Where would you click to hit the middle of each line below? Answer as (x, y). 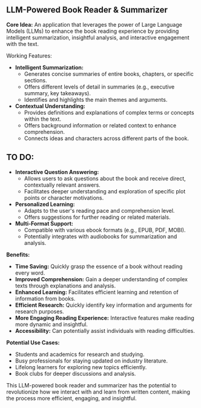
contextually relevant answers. (62, 185)
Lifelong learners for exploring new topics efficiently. (81, 367)
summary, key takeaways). (57, 93)
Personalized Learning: (45, 204)
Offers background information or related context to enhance (100, 125)
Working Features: (29, 55)
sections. (35, 80)
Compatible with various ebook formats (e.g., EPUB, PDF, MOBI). (105, 230)
